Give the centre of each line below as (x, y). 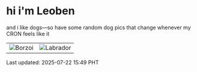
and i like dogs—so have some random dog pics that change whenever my (98, 27)
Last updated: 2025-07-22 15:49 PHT (53, 62)
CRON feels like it (28, 33)
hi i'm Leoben (41, 11)
